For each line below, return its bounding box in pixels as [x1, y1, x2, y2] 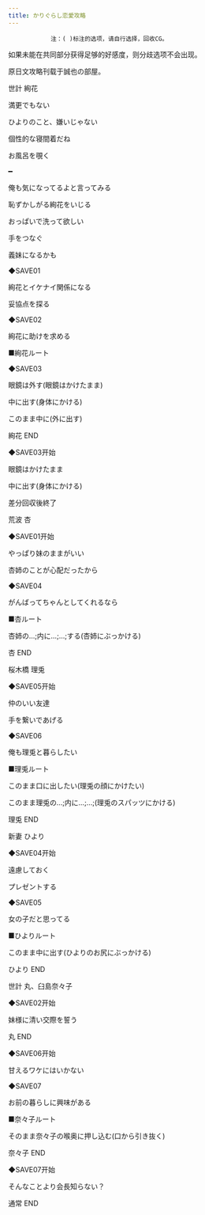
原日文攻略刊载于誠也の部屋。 [8, 66, 105, 76]
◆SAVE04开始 [8, 848, 57, 857]
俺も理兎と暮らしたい [8, 747, 77, 757]
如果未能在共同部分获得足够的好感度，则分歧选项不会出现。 [8, 49, 202, 59]
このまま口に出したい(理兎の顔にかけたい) [8, 780, 145, 790]
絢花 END [8, 431, 39, 440]
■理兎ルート [8, 764, 50, 773]
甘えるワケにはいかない [8, 1065, 84, 1075]
